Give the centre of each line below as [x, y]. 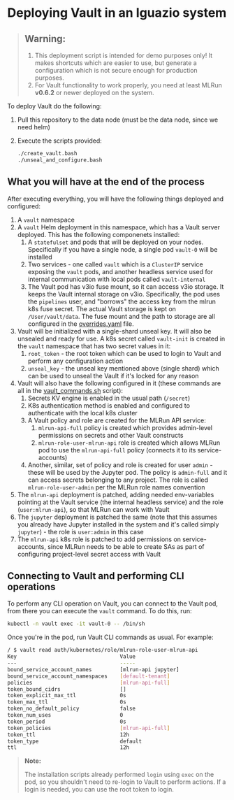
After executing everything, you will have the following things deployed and [116, 199]
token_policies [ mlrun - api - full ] [89, 728]
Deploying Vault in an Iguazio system [117, 13]
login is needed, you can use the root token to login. [99, 790]
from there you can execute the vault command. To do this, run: [100, 611]
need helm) [34, 127]
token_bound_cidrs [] [67, 689]
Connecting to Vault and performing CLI [96, 576]
